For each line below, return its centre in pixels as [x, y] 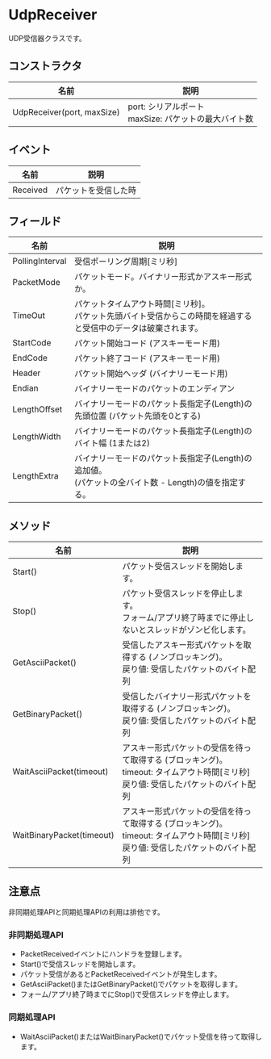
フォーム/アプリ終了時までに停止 [184, 617]
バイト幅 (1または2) [112, 443]
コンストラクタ [45, 66]
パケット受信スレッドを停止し [179, 593]
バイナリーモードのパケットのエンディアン [154, 389]
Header [27, 373]
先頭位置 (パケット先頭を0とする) [138, 416]
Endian [25, 388]
